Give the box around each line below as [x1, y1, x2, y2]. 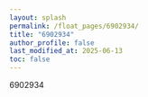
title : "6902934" [9, 30, 75, 39]
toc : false [9, 55, 51, 64]
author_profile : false [9, 38, 95, 48]
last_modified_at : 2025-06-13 [9, 47, 124, 56]
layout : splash [9, 13, 67, 22]
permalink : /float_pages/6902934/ [9, 22, 140, 31]
